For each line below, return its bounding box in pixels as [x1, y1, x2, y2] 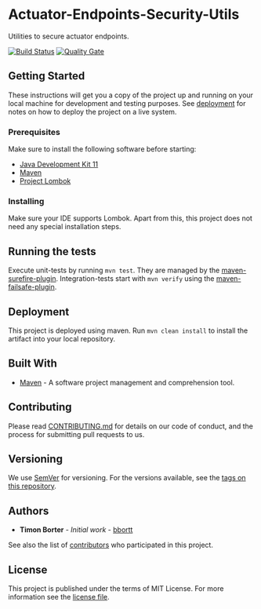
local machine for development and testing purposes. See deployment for [8, 98, 246, 108]
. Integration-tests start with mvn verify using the [56, 274, 215, 283]
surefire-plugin [8, 274, 56, 283]
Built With [8, 357, 57, 370]
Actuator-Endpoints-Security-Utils [8, 5, 240, 24]
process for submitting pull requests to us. [8, 429, 145, 439]
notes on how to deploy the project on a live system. [8, 107, 177, 116]
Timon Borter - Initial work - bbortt [19, 525, 133, 534]
